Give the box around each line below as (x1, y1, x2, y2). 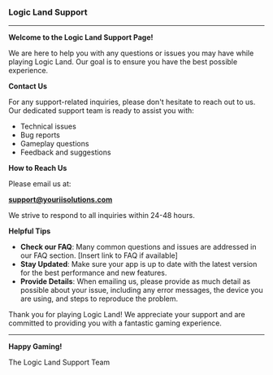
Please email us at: (8, 179, 71, 189)
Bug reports (19, 130, 61, 140)
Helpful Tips (8, 226, 51, 236)
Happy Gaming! (8, 342, 63, 351)
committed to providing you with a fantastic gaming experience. (8, 318, 222, 328)
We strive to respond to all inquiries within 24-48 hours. (8, 211, 195, 220)
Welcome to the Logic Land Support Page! (8, 33, 154, 42)
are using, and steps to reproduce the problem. (19, 294, 179, 303)
